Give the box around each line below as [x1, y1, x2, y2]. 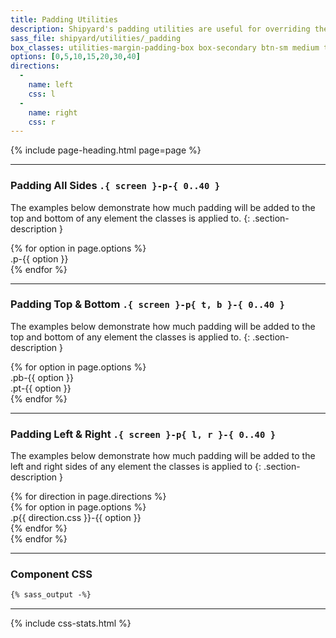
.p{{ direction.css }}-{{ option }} [10, 512, 142, 524]
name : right [28, 107, 78, 118]
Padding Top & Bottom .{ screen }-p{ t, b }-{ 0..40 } [10, 297, 285, 311]
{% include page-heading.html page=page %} [10, 144, 202, 156]
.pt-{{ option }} [10, 382, 72, 394]
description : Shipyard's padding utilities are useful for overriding [10, 24, 311, 34]
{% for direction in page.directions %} [10, 491, 167, 503]
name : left [28, 80, 74, 90]
